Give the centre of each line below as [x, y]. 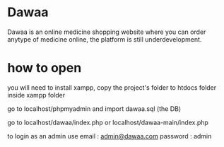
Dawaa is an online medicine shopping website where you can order [107, 32]
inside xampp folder [36, 95]
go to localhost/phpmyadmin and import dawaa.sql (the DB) [94, 108]
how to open [45, 68]
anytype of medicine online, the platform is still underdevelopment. [105, 39]
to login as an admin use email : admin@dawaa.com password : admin [110, 136]
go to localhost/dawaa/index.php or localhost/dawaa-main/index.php [108, 122]
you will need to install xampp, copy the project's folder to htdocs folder [112, 87]
